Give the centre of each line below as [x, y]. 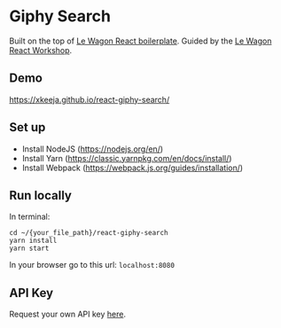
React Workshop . [41, 50]
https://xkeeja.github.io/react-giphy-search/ [90, 99]
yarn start [29, 249]
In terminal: [30, 217]
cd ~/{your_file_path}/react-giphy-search [89, 233]
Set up [27, 127]
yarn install [33, 241]
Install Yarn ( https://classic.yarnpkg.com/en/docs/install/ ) [127, 158]
